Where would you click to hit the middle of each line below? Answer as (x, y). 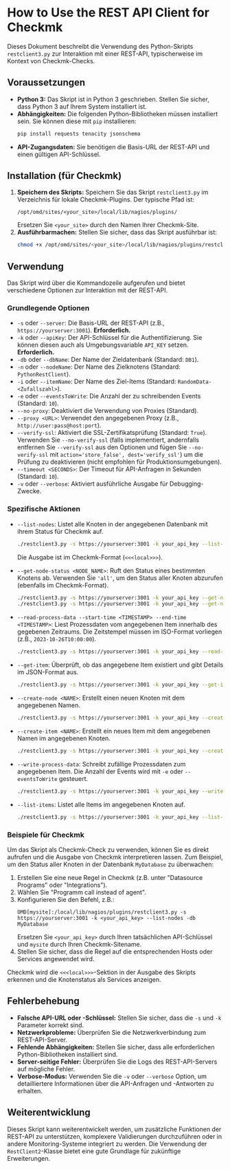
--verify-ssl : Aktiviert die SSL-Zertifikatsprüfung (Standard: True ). (112, 433)
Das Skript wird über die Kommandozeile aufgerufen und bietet (96, 283)
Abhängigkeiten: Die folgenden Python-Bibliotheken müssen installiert (117, 114)
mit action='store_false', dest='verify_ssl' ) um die (127, 455)
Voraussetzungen (46, 83)
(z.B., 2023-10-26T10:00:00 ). (57, 639)
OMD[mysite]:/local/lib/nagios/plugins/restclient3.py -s (102, 912)
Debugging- (186, 484)
